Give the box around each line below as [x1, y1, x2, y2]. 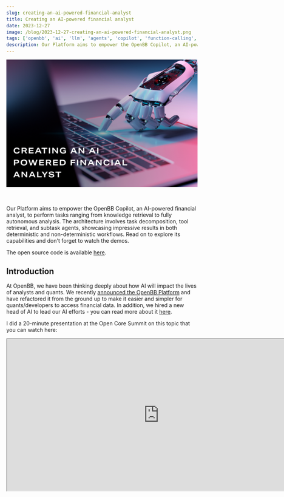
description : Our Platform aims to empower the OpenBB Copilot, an [6, 42, 181, 48]
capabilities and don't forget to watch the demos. [6, 237, 129, 244]
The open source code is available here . [6, 249, 107, 256]
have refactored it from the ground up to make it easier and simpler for [6, 295, 183, 303]
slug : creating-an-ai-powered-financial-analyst [6, 10, 132, 16]
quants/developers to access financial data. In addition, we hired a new [6, 302, 184, 309]
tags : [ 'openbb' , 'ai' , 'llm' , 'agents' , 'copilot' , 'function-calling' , [6, 35, 197, 42]
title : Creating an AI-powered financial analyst [6, 16, 135, 22]
